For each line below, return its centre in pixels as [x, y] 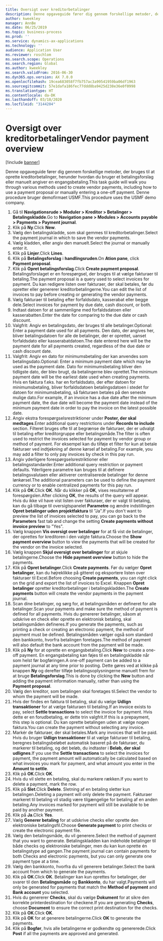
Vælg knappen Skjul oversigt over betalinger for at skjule [70, 552]
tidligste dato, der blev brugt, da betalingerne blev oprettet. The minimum [85, 372]
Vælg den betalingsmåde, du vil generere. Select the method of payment [84, 835]
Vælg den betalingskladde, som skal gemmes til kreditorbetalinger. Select [85, 232]
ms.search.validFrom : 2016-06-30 [39, 73]
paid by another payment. [38, 810]
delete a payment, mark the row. [44, 784]
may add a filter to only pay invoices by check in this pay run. [74, 454]
